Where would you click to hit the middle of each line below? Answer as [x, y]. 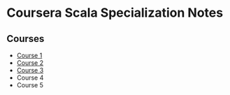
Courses [26, 39]
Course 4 [30, 78]
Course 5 [30, 85]
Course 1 [29, 55]
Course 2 [30, 63]
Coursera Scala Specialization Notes [115, 13]
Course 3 [30, 70]
